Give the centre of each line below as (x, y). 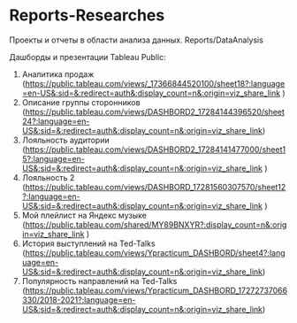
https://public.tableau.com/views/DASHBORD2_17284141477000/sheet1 (155, 149)
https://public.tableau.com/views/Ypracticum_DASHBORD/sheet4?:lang (155, 252)
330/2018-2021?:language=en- (79, 300)
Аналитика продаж (58, 74)
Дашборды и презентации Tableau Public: (88, 57)
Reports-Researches (87, 15)
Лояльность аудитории (65, 140)
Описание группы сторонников (81, 102)
